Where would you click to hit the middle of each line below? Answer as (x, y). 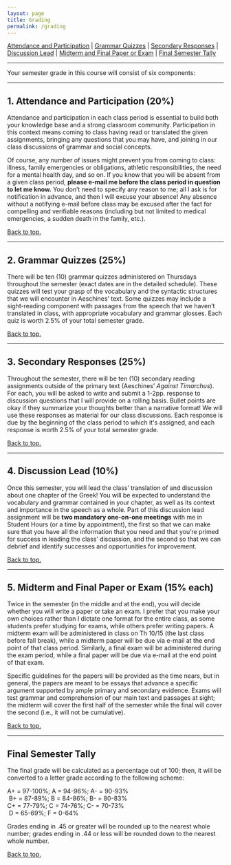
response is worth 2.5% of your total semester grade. (83, 429)
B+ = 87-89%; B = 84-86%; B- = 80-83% (68, 798)
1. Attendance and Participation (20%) (91, 101)
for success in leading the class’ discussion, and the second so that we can (114, 539)
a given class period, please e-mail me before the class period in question (114, 182)
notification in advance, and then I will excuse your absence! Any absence (112, 197)
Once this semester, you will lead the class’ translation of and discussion (110, 488)
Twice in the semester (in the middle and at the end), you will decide (104, 604)
